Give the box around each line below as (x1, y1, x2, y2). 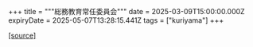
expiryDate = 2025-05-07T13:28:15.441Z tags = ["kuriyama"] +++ (8, 16, 224, 25)
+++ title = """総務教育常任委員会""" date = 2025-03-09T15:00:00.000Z (8, 7, 245, 16)
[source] (8, 31, 37, 40)
